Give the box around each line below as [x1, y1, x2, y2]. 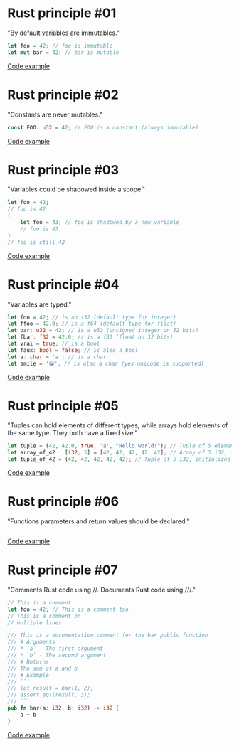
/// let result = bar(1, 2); [7, 685, 94, 692]
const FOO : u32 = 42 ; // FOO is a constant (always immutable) [7, 124, 199, 131]
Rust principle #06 [7, 494, 119, 510]
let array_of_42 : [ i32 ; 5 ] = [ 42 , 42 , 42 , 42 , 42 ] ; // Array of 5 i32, [7, 449, 228, 457]
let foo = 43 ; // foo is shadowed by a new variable [20, 219, 180, 226]
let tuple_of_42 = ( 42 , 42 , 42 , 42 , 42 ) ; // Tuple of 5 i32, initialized [7, 456, 231, 463]
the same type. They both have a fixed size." [7, 429, 138, 437]
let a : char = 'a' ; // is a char [7, 353, 107, 361]
